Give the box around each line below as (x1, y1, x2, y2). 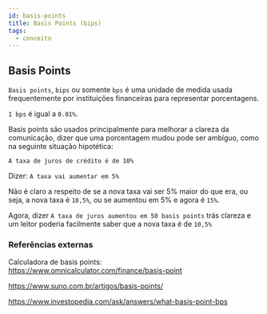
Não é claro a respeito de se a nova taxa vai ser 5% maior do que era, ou (8, 187, 249, 196)
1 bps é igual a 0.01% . (8, 109, 78, 119)
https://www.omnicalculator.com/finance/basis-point (8, 266, 182, 276)
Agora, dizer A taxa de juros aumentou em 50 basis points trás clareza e (8, 211, 252, 220)
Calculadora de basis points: (8, 257, 102, 267)
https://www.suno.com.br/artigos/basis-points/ (8, 281, 164, 291)
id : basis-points (8, 11, 66, 20)
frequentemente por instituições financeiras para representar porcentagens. (8, 94, 260, 103)
